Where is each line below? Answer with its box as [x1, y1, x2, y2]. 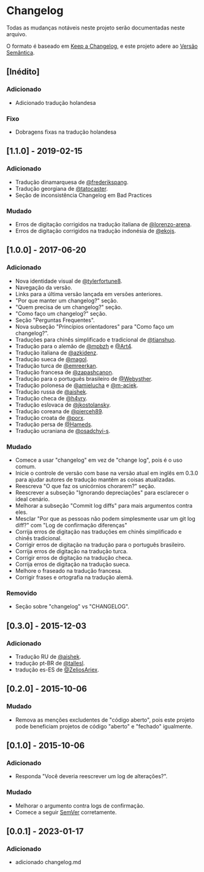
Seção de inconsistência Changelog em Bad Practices [15, 191, 152, 199]
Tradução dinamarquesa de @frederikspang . [15, 178, 129, 186]
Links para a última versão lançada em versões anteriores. [15, 290, 163, 297]
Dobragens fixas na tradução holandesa [15, 128, 116, 136]
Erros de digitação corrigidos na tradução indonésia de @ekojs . [15, 227, 176, 234]
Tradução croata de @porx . [15, 414, 85, 421]
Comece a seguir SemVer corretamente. [15, 808, 117, 816]
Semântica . [6, 48, 35, 56]
